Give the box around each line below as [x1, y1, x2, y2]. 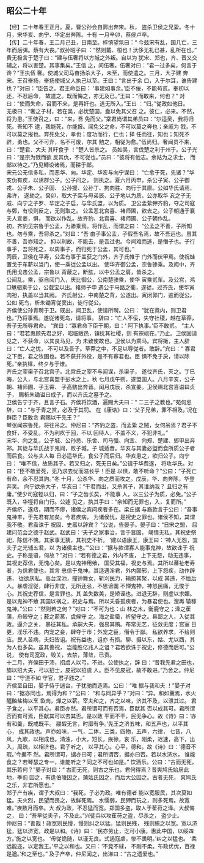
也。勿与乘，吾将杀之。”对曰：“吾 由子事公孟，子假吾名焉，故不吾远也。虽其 [6, 230, 197, 237]
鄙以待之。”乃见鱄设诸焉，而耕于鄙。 [6, 161, 98, 168]
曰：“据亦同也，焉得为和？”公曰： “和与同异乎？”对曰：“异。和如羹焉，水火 [6, 689, 197, 696]
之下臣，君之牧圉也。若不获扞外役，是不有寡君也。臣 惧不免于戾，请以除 [6, 352, 190, 360]
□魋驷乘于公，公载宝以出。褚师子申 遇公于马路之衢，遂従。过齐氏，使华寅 [6, 284, 195, 291]
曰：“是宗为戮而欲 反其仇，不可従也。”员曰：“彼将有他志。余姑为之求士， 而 [6, 153, 196, 160]
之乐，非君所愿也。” [6, 781, 55, 788]
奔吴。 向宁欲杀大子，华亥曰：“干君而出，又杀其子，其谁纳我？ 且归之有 [6, 483, 189, 490]
